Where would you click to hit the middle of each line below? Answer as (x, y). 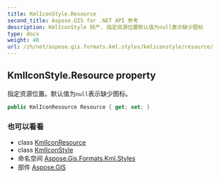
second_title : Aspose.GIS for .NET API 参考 (73, 21)
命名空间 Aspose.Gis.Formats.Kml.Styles (76, 158)
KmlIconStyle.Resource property (82, 76)
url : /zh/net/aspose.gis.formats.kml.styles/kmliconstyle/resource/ (110, 47)
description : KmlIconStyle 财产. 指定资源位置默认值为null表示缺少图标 (105, 27)
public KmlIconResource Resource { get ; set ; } (79, 107)
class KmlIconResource (52, 142)
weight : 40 (23, 40)
